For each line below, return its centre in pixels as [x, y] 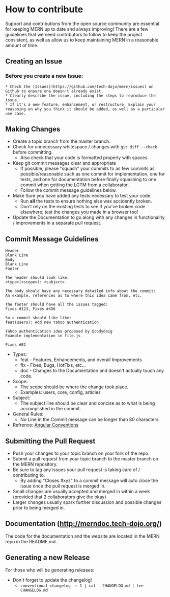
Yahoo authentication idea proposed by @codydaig [59, 331]
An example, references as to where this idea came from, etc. [74, 296]
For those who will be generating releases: [50, 570]
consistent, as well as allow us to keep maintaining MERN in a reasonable [82, 40]
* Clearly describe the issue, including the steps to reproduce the [81, 96]
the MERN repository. [35, 465]
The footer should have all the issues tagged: [57, 305]
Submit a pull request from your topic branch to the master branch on [86, 459]
